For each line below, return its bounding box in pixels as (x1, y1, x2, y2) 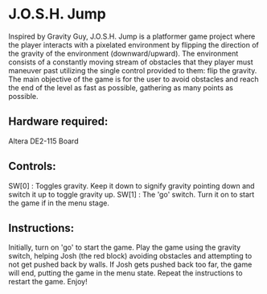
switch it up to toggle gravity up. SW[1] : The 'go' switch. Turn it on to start (8, 189, 255, 199)
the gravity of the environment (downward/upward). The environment (8, 48, 239, 58)
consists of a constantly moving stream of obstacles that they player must (8, 57, 253, 67)
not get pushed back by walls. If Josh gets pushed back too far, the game (8, 259, 253, 270)
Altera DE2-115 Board (8, 136, 79, 146)
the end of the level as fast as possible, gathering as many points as (8, 82, 233, 93)
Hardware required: (8, 114, 109, 129)
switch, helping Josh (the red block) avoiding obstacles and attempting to (8, 251, 253, 261)
